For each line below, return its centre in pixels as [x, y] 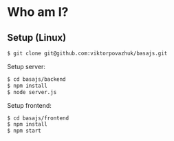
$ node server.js [32, 92]
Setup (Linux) [37, 38]
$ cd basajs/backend [37, 79]
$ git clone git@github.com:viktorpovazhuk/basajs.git [87, 53]
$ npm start [24, 131]
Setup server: [26, 66]
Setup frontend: [29, 105]
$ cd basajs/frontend [38, 118]
